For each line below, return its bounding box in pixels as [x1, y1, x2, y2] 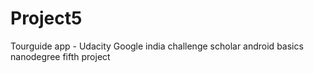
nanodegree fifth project [10, 50, 111, 62]
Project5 [10, 7, 83, 30]
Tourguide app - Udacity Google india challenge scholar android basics [10, 40, 304, 52]
